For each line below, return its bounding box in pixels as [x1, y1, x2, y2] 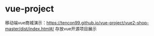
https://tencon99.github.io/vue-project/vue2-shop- [46, 20, 149, 25]
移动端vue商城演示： [5, 20, 47, 25]
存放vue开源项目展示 [55, 25, 97, 32]
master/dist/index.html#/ [5, 25, 54, 32]
